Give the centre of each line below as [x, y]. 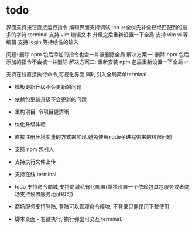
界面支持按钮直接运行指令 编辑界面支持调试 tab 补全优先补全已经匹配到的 [94, 27]
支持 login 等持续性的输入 [48, 42]
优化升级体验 [30, 124]
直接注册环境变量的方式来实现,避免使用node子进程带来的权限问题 [93, 136]
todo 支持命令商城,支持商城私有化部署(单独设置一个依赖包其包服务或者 [99, 186]
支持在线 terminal [35, 174]
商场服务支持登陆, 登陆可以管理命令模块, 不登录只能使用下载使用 [92, 206]
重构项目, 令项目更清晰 [42, 112]
